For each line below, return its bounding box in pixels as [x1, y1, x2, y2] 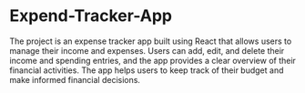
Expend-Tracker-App [9, 5, 173, 26]
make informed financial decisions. [9, 74, 141, 85]
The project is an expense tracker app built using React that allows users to [9, 36, 292, 46]
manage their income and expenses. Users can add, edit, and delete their [9, 45, 285, 56]
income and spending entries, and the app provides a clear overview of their [9, 55, 296, 66]
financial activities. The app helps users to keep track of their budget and [9, 65, 284, 76]
